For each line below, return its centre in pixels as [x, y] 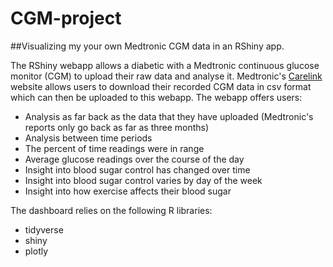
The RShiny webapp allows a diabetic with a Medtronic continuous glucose [165, 65]
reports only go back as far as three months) [117, 127]
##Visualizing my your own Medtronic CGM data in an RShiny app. [147, 46]
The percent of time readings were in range [114, 148]
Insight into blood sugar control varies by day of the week [143, 180]
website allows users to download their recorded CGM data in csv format [161, 86]
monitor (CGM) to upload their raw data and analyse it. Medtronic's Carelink [166, 76]
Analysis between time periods [88, 138]
